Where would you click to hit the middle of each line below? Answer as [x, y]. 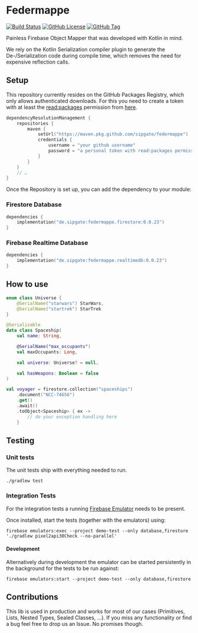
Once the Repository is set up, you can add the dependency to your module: [99, 190]
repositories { [35, 123]
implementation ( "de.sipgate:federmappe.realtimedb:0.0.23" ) [92, 261]
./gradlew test [25, 481]
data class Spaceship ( [34, 330]
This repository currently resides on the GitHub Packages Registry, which [95, 94]
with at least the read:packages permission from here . [72, 107]
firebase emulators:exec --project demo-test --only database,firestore [97, 531]
